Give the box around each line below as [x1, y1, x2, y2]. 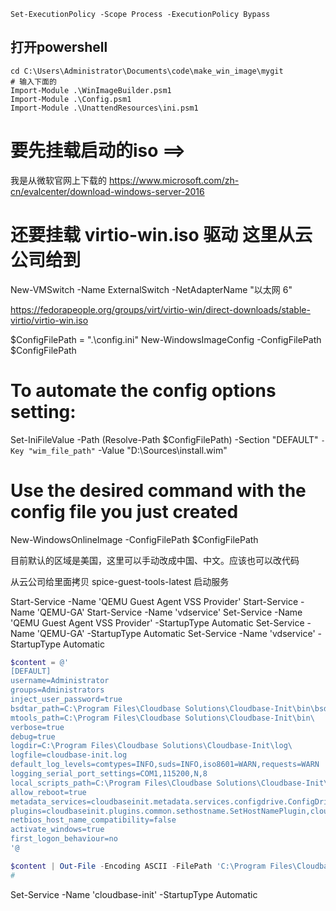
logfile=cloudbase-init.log [10, 750, 128, 760]
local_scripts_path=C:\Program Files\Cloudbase [10, 778, 213, 788]
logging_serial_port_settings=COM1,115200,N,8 [10, 769, 208, 779]
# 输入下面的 [10, 76, 57, 87]
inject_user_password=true [10, 695, 123, 705]
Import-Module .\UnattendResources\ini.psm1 [10, 103, 199, 113]
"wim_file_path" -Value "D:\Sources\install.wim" [28, 444, 228, 456]
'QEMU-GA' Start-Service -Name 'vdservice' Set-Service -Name [36, 606, 303, 618]
